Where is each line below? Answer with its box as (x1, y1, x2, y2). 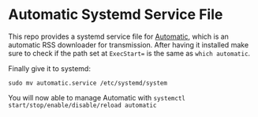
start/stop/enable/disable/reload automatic (8, 101, 157, 109)
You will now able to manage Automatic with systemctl (8, 92, 185, 102)
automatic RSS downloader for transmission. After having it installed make (8, 40, 249, 49)
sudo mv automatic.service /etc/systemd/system (8, 79, 168, 87)
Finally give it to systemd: (8, 63, 91, 73)
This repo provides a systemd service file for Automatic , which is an (8, 32, 229, 41)
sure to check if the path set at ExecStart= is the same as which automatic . (8, 48, 251, 58)
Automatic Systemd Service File (8, 6, 223, 24)
